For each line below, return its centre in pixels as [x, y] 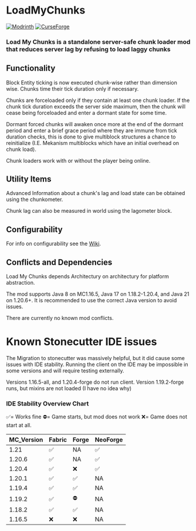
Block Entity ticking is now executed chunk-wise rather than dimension [92, 83]
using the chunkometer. [35, 199]
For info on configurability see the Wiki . [54, 244]
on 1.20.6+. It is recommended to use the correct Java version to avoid [92, 301]
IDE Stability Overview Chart [48, 403]
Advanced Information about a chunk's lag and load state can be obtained [96, 193]
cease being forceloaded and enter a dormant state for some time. [87, 113]
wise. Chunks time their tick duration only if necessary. [72, 88]
